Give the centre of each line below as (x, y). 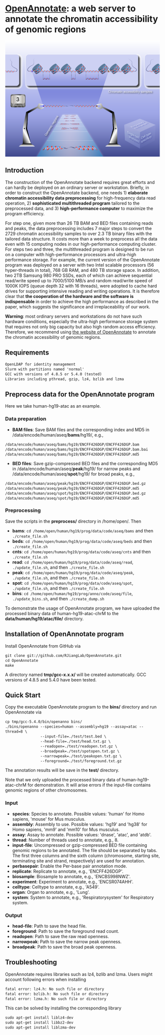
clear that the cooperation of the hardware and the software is (69, 296)
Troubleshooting (31, 962)
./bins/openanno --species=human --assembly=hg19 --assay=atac (71, 727)
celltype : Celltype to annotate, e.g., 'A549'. (56, 887)
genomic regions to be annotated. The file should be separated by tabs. (85, 850)
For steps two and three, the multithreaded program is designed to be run (79, 249)
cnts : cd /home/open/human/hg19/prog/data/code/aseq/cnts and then (82, 552)
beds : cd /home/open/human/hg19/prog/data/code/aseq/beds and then (82, 541)
